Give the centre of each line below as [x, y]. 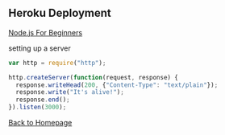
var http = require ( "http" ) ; [57, 63]
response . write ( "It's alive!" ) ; [70, 92]
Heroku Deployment [60, 13]
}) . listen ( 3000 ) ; [37, 108]
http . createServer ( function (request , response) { [94, 77]
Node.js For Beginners [46, 32]
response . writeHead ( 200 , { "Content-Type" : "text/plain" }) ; [117, 85]
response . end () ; [43, 100]
